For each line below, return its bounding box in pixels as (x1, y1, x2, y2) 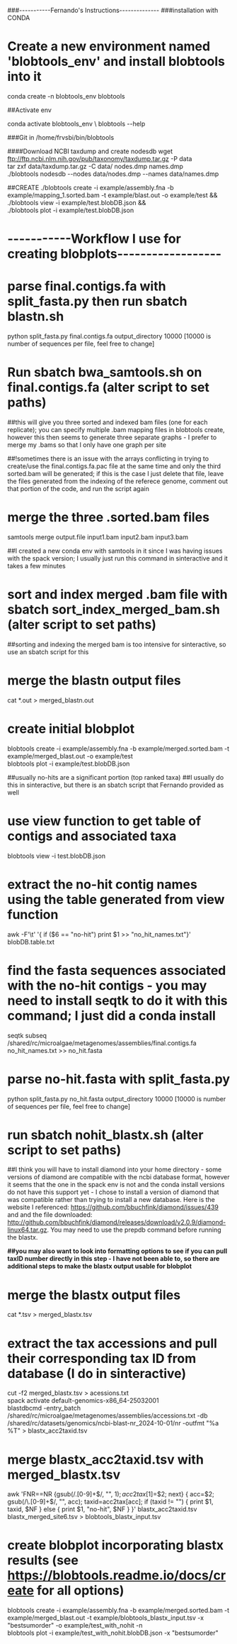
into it (7, 69, 42, 84)
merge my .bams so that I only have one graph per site (7, 441, 167, 449)
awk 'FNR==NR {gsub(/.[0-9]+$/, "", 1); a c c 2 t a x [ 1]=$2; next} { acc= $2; (7, 1490, 214, 1499)
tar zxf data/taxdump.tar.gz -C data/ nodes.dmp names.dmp (7, 162, 184, 170)
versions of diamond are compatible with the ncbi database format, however (7, 1173, 230, 1181)
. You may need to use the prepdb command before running (47, 1225, 221, 1234)
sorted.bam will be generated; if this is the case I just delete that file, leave (7, 470, 224, 478)
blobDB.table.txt (7, 937, 54, 946)
